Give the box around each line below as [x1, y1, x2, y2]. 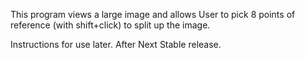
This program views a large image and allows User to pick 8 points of [10, 9, 296, 20]
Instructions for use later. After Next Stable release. [10, 39, 222, 50]
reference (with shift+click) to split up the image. [10, 19, 211, 31]
